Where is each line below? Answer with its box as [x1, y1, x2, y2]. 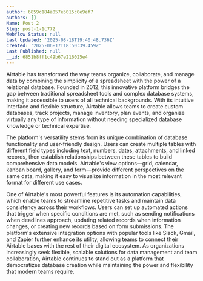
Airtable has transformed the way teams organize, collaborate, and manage [6, 70, 195, 78]
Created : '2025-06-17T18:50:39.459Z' [6, 43, 102, 49]
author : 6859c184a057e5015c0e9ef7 [6, 8, 94, 15]
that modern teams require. [6, 268, 75, 275]
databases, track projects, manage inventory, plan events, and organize [6, 109, 185, 116]
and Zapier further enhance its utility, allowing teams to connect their [6, 236, 179, 243]
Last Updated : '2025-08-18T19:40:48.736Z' [6, 37, 115, 43]
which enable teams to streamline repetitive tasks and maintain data [6, 197, 176, 204]
